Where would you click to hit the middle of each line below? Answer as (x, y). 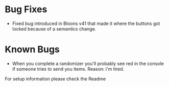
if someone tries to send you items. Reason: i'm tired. (68, 69)
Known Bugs (32, 50)
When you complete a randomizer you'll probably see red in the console (88, 63)
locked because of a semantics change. (54, 28)
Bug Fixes (26, 9)
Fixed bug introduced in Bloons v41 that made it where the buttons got (86, 23)
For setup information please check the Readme (55, 79)
